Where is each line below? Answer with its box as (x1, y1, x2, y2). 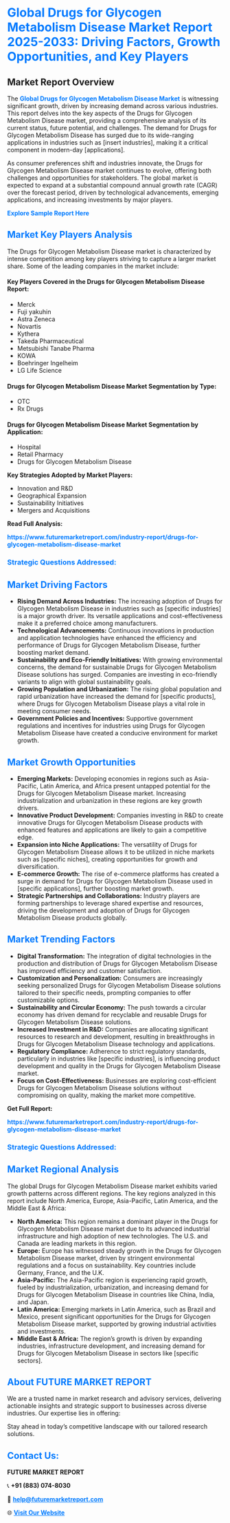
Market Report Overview (7, 76, 115, 88)
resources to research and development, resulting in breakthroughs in (16, 1032, 215, 1041)
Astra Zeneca (16, 315, 56, 323)
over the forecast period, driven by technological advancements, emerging (7, 188, 219, 196)
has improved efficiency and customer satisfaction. (16, 966, 163, 974)
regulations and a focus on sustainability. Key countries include (16, 1261, 196, 1269)
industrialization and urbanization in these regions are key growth (16, 796, 203, 804)
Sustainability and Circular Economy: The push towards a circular (16, 1003, 207, 1011)
